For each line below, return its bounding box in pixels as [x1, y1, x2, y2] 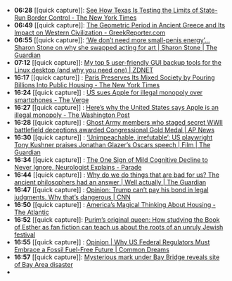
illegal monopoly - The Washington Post [13, 111, 130, 119]
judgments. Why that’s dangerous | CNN [13, 193, 131, 201]
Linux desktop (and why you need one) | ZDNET [13, 66, 153, 74]
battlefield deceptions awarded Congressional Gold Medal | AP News [13, 126, 215, 134]
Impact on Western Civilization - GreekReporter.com [13, 28, 166, 37]
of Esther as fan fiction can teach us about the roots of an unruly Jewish [13, 223, 224, 231]
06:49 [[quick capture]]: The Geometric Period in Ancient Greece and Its [13, 21, 226, 29]
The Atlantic [13, 208, 49, 216]
